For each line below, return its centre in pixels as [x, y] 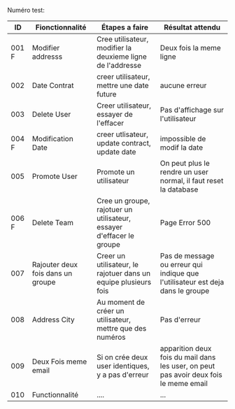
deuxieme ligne [122, 57]
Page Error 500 [185, 223]
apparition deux [186, 349]
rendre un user [184, 172]
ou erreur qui [181, 265]
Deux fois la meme [191, 48]
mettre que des [122, 328]
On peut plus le [185, 163]
